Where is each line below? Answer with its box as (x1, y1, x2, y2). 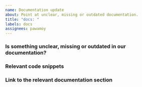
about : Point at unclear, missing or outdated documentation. (5, 12, 138, 17)
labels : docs (5, 21, 33, 27)
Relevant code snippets (5, 63, 64, 70)
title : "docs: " (5, 17, 39, 22)
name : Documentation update (5, 7, 64, 13)
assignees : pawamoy (5, 26, 46, 31)
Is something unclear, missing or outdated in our (5, 43, 126, 50)
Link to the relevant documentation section (5, 76, 113, 83)
